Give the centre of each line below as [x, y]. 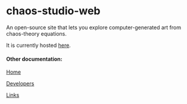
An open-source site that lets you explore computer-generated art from [94, 27]
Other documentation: [34, 59]
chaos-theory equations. [37, 33]
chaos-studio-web [53, 11]
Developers [20, 84]
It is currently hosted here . [39, 45]
